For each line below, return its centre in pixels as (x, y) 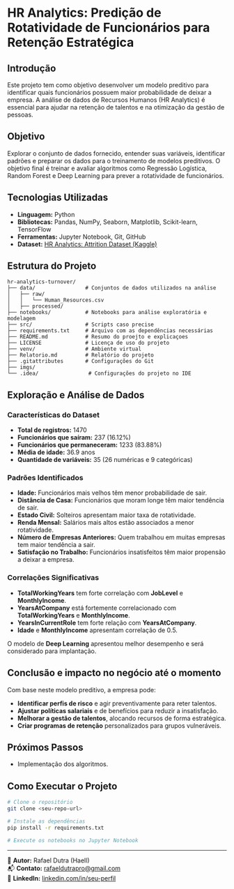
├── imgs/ (22, 368)
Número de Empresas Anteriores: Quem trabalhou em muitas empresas (121, 537)
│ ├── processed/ (36, 306)
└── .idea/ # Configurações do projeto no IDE (99, 374)
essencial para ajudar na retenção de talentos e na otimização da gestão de (116, 107)
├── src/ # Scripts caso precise (81, 325)
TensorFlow (34, 229)
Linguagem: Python (46, 214)
